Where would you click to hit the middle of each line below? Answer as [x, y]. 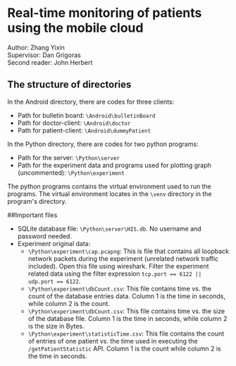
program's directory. [37, 201]
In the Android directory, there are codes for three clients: [91, 102]
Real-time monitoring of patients [105, 13]
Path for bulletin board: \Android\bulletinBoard [86, 115]
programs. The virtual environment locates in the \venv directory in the [110, 194]
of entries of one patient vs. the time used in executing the [113, 341]
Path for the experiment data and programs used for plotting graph [114, 165]
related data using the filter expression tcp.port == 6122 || [115, 274]
